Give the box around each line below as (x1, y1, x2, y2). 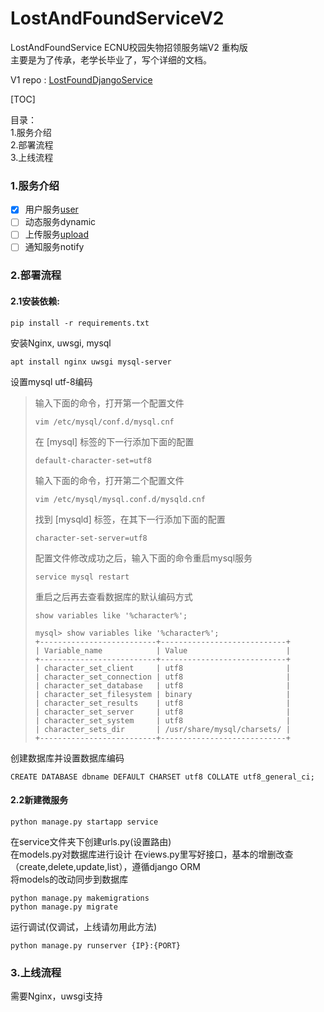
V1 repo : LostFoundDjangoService (10, 73, 153, 86)
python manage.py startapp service (10, 817, 159, 827)
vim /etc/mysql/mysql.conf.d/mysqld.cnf (34, 494, 206, 504)
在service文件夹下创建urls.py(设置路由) (10, 835, 172, 847)
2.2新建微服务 (10, 794, 69, 806)
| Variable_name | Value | (34, 645, 291, 656)
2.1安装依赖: (10, 295, 60, 307)
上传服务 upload (24, 228, 89, 241)
